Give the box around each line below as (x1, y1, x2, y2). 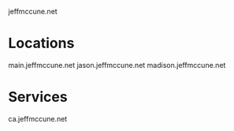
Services (8, 88, 69, 106)
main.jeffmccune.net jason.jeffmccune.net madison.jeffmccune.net (8, 60, 226, 69)
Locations (8, 35, 75, 52)
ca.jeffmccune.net (8, 114, 68, 123)
